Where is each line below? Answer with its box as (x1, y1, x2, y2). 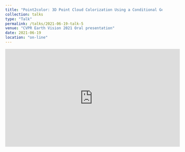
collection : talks (5, 12, 43, 17)
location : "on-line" (5, 35, 48, 40)
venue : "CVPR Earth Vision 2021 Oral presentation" (5, 26, 115, 31)
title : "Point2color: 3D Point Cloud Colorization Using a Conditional (5, 7, 157, 12)
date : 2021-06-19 (5, 30, 41, 35)
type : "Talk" (5, 16, 32, 21)
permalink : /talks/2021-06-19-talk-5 (5, 21, 84, 26)
